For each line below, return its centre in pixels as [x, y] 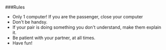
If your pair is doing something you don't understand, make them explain [87, 27]
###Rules [15, 7]
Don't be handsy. [30, 22]
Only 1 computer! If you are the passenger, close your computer [78, 17]
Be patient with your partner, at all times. [54, 38]
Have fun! [22, 43]
